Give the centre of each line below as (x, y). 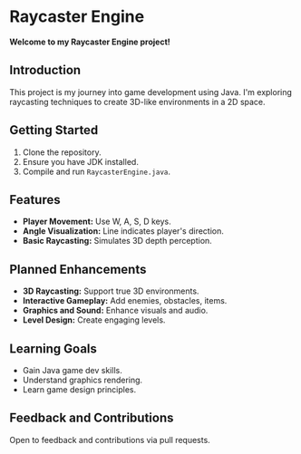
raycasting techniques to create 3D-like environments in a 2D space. (137, 101)
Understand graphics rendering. (83, 380)
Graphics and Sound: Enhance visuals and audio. (115, 311)
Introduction (45, 70)
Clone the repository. (62, 152)
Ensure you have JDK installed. (80, 161)
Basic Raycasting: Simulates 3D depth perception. (117, 241)
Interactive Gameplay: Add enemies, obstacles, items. (125, 301)
